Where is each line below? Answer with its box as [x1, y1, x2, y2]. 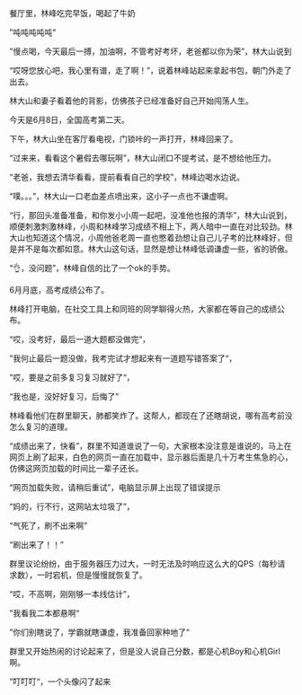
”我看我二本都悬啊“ [9, 608, 80, 618]
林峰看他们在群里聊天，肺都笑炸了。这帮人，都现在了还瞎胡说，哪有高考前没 [9, 410, 293, 420]
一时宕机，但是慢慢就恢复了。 [36, 569, 147, 580]
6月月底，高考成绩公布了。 [9, 285, 110, 295]
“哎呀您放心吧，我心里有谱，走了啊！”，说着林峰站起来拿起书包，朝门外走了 [9, 66, 292, 75]
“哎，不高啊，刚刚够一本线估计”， [9, 589, 135, 599]
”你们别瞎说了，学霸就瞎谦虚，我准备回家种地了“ [9, 627, 191, 638]
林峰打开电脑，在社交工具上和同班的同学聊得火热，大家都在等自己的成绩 [9, 304, 277, 314]
